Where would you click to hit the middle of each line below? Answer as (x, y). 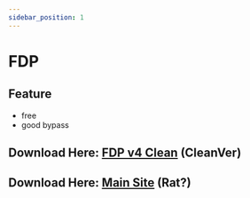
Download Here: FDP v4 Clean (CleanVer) (125, 153)
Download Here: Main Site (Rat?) (100, 183)
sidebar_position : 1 (47, 17)
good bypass (45, 124)
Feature (30, 94)
